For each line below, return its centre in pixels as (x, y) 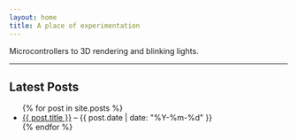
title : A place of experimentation (75, 26)
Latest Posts (44, 86)
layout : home (33, 17)
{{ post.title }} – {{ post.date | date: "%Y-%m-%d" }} (117, 118)
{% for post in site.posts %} (72, 108)
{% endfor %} (47, 127)
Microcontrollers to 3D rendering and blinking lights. (104, 51)
